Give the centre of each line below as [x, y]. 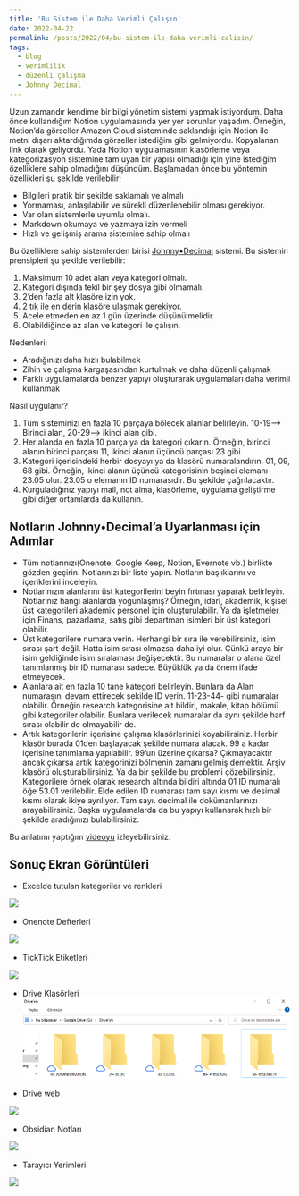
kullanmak [41, 388]
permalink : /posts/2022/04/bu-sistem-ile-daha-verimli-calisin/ [131, 38]
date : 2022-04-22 [42, 28]
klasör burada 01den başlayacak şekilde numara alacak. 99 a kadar [145, 743]
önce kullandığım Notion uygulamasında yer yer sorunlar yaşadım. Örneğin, [147, 121]
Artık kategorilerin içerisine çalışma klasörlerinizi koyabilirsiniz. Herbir [150, 734]
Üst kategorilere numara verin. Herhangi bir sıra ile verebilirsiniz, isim [149, 639]
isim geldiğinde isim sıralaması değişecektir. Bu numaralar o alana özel [151, 657]
